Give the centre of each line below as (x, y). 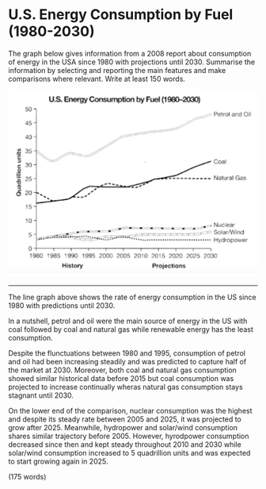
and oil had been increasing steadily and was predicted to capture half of (127, 362)
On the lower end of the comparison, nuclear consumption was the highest (130, 411)
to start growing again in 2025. (58, 461)
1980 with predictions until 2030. (62, 306)
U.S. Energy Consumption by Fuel (121, 15)
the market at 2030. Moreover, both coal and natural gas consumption (123, 370)
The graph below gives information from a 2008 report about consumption (130, 53)
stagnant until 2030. (41, 395)
